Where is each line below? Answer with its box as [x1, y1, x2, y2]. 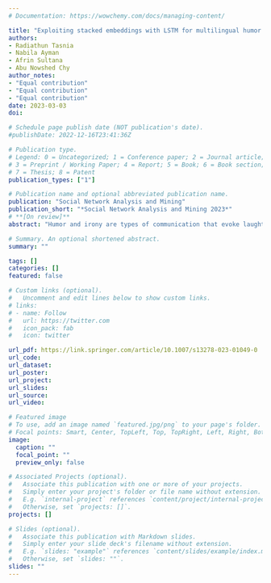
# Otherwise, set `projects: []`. [8, 502, 131, 511]
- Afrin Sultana [8, 57, 63, 65]
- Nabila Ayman [8, 49, 60, 57]
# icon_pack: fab [8, 324, 74, 332]
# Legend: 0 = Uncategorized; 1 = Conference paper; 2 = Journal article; [8, 153, 265, 161]
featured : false [8, 272, 63, 280]
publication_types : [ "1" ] [8, 175, 95, 184]
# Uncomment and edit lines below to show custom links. [8, 294, 211, 302]
